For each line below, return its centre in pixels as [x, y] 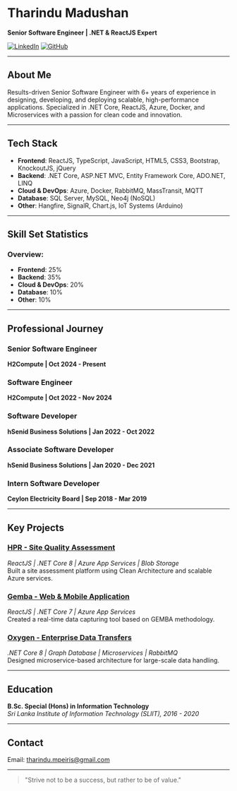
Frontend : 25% [39, 270]
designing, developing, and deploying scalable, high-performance [103, 100]
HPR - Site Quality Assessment [61, 547]
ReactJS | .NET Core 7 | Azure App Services [72, 612]
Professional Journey [55, 329]
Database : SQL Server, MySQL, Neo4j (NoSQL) [86, 198]
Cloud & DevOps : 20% [51, 285]
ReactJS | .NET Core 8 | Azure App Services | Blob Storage [93, 563]
